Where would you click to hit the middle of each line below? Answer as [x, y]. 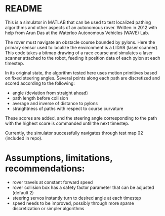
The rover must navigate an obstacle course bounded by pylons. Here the [80, 42]
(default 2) [23, 192]
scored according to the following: [40, 83]
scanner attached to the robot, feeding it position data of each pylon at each [83, 58]
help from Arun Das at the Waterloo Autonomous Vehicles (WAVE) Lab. [77, 33]
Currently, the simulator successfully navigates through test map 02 [74, 133]
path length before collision [40, 98]
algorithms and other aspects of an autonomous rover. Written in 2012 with [81, 27]
